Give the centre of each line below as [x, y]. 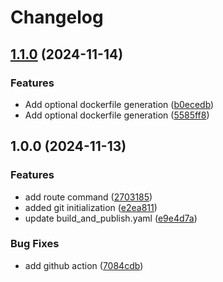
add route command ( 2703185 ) [88, 197]
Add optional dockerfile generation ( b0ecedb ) [119, 104]
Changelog [57, 17]
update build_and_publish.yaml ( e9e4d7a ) [111, 218]
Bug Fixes [35, 244]
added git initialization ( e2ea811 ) [91, 207]
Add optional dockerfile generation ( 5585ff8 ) [117, 115]
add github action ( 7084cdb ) [84, 265]
